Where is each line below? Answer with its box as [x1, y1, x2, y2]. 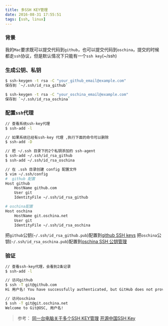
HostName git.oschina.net [14, 213, 68, 218]
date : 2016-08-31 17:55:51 [5, 12, 61, 17]
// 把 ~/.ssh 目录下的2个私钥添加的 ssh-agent [5, 148, 96, 153]
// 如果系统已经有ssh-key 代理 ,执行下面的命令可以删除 [5, 135, 109, 140]
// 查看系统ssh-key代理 [5, 121, 50, 126]
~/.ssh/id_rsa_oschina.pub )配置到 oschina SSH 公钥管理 [11, 239, 127, 245]
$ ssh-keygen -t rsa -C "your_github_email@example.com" [5, 78, 126, 83]
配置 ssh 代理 [5, 109, 34, 116]
